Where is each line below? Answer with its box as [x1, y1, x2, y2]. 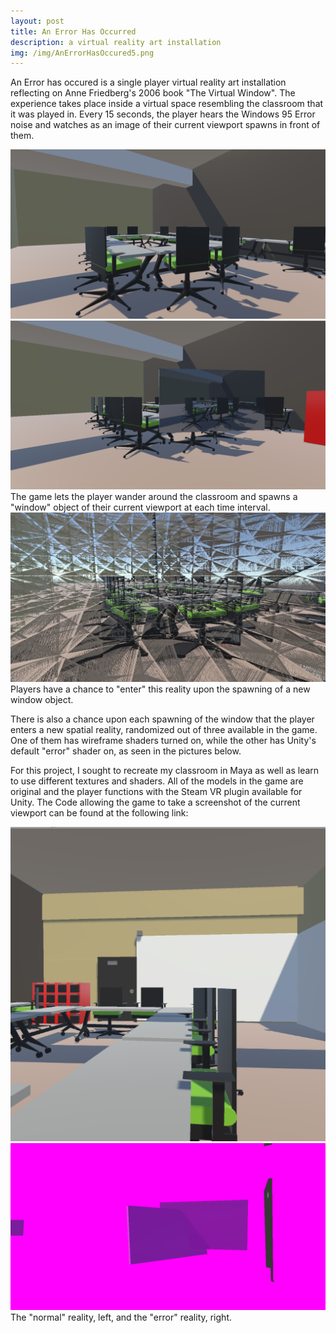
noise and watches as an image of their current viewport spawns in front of [10, 119, 321, 131]
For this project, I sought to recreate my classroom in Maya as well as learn [10, 764, 320, 776]
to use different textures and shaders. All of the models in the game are [10, 775, 304, 787]
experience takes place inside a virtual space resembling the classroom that [10, 98, 324, 110]
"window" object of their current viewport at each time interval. [10, 501, 271, 513]
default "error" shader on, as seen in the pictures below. [10, 745, 242, 757]
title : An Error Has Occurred [10, 26, 137, 37]
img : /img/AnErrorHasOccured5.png [10, 48, 155, 58]
